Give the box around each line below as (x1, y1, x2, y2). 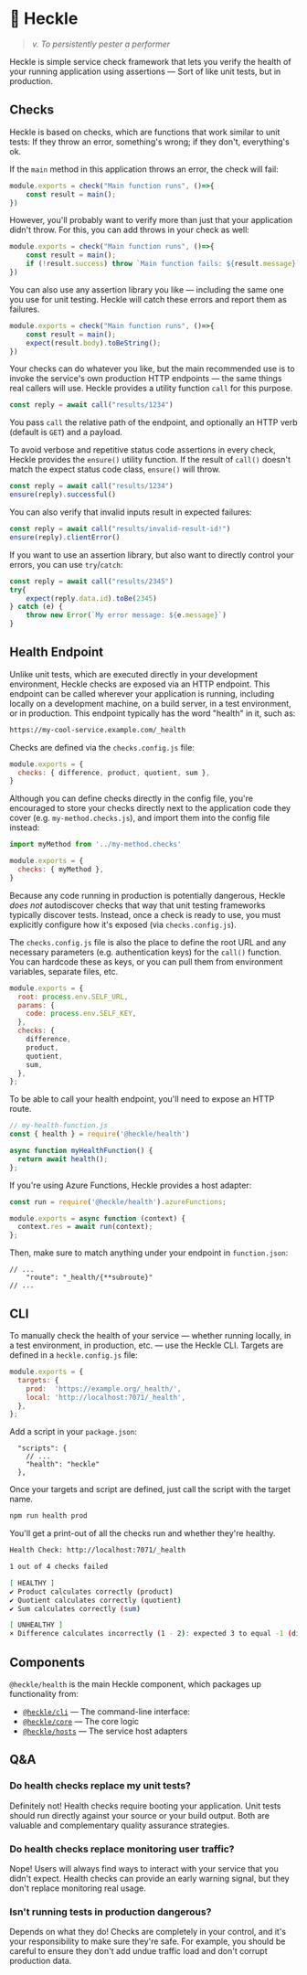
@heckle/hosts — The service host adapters (22, 1725, 188, 1736)
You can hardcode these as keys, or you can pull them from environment (9, 955, 283, 967)
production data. (9, 1956, 72, 1967)
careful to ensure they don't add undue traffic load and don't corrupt (9, 1946, 268, 1957)
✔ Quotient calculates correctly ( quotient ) (9, 1596, 182, 1605)
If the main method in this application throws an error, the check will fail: (9, 164, 279, 175)
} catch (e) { (9, 603, 64, 612)
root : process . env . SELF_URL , (17, 992, 129, 1001)
